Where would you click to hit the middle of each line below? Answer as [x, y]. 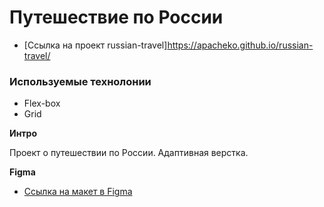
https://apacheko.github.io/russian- [240, 45]
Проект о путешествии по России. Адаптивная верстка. [129, 153]
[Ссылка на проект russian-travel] [95, 45]
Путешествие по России [116, 17]
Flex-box [42, 103]
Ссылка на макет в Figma [78, 192]
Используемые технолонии [80, 81]
